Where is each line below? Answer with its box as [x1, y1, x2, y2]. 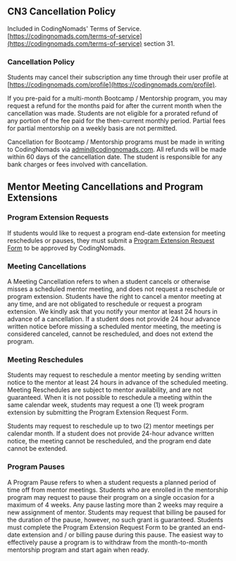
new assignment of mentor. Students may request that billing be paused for [7, 507, 226, 517]
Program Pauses [7, 462, 66, 471]
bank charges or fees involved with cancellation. [7, 160, 148, 168]
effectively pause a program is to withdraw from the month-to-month [7, 538, 208, 546]
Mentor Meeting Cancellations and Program [7, 180, 204, 192]
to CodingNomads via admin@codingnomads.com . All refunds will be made [7, 145, 227, 154]
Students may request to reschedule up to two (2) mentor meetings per [7, 422, 214, 431]
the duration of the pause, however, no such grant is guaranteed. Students [7, 515, 223, 524]
